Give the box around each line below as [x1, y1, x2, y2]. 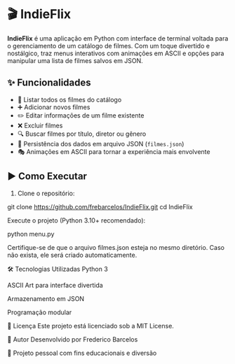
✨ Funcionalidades [7, 77, 91, 89]
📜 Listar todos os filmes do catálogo [17, 95, 122, 104]
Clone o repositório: [17, 189, 75, 197]
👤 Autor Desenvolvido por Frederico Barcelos [7, 335, 138, 344]
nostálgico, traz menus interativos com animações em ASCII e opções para [7, 49, 224, 57]
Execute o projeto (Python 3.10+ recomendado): [7, 216, 146, 225]
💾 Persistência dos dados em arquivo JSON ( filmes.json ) [17, 139, 184, 148]
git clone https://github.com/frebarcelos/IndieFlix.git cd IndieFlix [7, 202, 193, 211]
